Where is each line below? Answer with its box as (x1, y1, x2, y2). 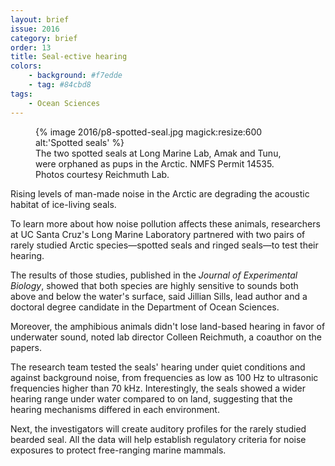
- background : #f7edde (28, 71, 123, 81)
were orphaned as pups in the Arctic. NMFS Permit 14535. (35, 157, 275, 170)
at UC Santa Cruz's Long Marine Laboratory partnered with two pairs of (10, 228, 306, 240)
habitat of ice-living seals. (10, 198, 117, 210)
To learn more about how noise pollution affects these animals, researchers (10, 217, 321, 230)
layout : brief (10, 14, 70, 25)
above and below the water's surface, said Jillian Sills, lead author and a (10, 290, 308, 302)
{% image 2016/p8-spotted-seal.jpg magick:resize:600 (35, 126, 263, 138)
